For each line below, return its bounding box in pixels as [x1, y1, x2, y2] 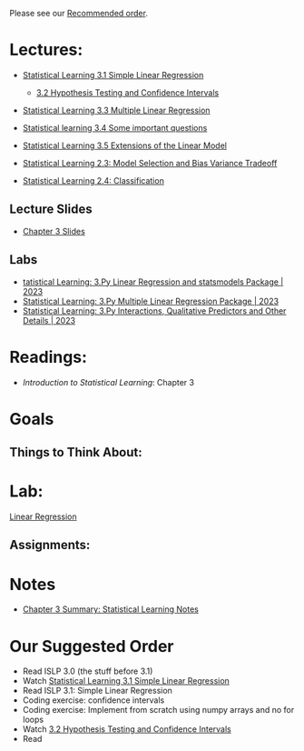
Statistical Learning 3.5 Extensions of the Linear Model [22, 140, 227, 151]
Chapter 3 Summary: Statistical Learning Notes [22, 604, 200, 615]
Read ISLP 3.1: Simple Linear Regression [22, 686, 172, 696]
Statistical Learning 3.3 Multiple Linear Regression [22, 105, 211, 115]
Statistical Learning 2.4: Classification [22, 175, 165, 185]
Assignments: [9, 537, 91, 553]
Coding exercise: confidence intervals [22, 695, 165, 706]
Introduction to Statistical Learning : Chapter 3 [22, 376, 195, 387]
